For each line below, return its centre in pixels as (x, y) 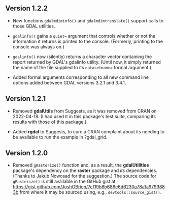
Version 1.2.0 (27, 153)
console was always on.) (38, 47)
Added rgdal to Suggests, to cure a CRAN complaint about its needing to (89, 131)
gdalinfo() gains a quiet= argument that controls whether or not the (84, 36)
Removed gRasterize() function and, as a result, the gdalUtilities (81, 165)
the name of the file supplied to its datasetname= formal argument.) (82, 67)
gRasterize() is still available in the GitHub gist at (64, 181)
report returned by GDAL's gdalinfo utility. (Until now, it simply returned (87, 62)
